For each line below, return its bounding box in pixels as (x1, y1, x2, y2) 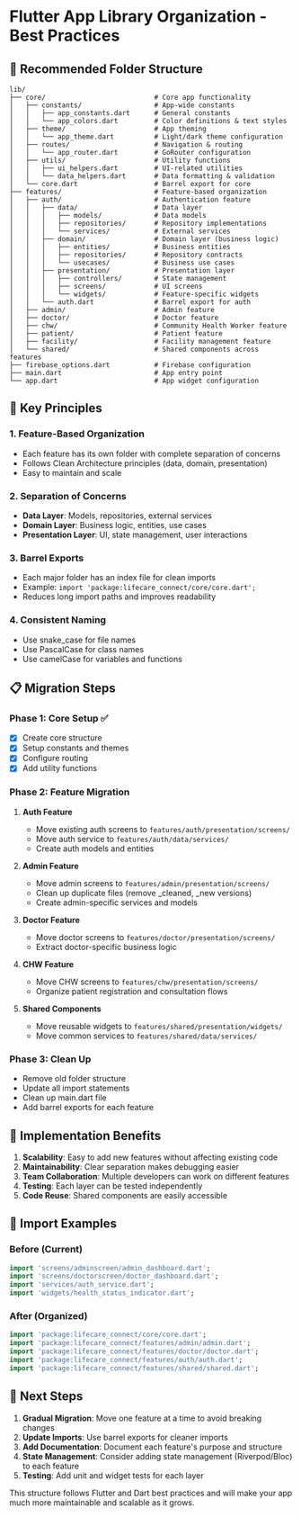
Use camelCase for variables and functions (22, 653, 182, 664)
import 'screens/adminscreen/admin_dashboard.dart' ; (9, 1263, 211, 1272)
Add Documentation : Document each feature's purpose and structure (22, 1441, 283, 1452)
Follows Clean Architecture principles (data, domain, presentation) (22, 457, 268, 469)
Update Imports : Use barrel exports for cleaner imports (22, 1432, 229, 1442)
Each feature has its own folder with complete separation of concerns (22, 448, 281, 459)
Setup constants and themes (22, 742, 129, 753)
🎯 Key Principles (9, 400, 103, 416)
